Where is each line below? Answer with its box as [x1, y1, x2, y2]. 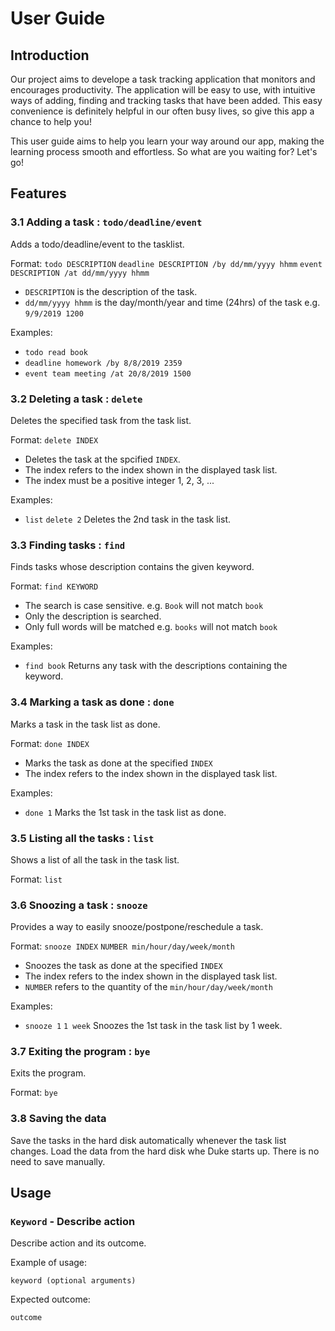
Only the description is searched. [24, 610, 162, 622]
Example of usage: [10, 1257, 88, 1269]
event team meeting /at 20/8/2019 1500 [24, 368, 192, 379]
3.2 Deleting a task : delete [10, 392, 143, 406]
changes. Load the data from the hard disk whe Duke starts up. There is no [10, 1145, 320, 1157]
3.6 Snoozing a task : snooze [10, 898, 148, 912]
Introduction [10, 47, 90, 64]
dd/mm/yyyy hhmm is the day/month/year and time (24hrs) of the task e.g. [24, 296, 321, 308]
